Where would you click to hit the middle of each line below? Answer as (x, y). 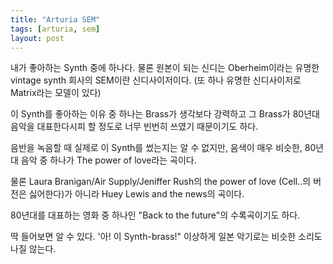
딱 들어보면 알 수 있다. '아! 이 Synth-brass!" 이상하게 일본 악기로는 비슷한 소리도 (166, 237)
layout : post (37, 38)
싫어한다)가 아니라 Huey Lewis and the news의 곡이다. (136, 194)
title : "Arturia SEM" (55, 19)
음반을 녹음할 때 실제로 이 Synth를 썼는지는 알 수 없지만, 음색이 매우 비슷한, (156, 148)
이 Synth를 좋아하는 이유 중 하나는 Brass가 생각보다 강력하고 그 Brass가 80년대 (165, 114)
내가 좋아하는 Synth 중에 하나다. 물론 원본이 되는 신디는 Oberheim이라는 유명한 (165, 68)
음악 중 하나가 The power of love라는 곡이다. (108, 160)
